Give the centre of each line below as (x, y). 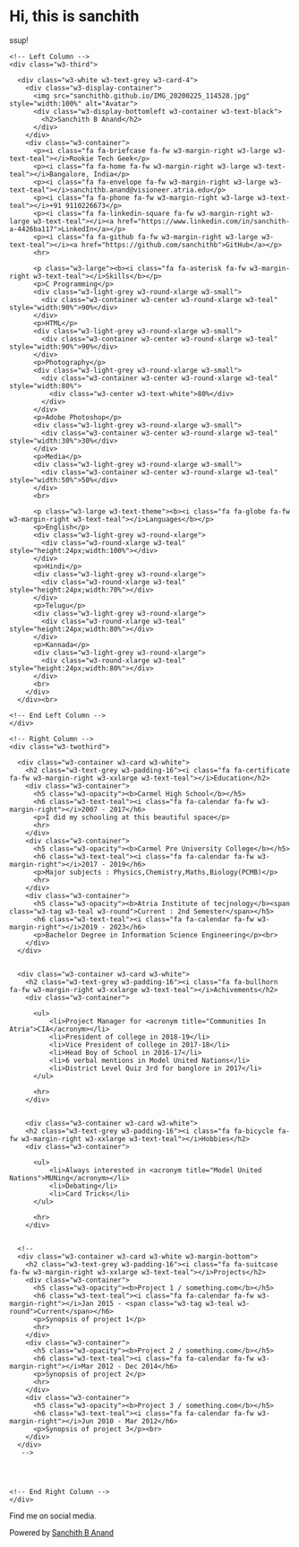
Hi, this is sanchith (74, 16)
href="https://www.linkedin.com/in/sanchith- (204, 221)
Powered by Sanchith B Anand (62, 1533)
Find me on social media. (53, 1516)
